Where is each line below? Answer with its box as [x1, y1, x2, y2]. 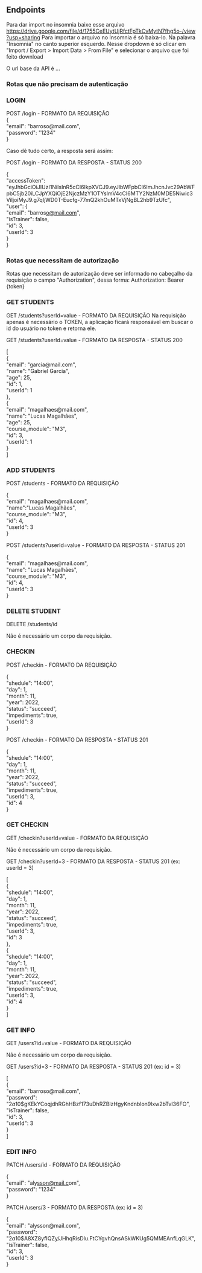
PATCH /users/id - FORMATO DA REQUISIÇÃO [6, 1161, 121, 1168]
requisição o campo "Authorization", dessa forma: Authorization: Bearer [6, 276, 185, 283]
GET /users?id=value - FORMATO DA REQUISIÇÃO [6, 1040, 131, 1047]
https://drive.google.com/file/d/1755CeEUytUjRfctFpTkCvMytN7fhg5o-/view [6, 27, 196, 34]
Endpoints [6, 5, 46, 15]
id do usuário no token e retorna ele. [6, 325, 96, 332]
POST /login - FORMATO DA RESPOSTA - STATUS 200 [6, 159, 142, 166]
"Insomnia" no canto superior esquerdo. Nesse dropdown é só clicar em [6, 40, 186, 47]
